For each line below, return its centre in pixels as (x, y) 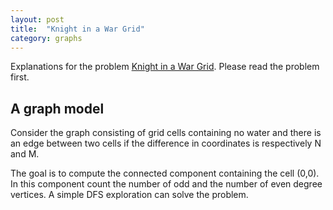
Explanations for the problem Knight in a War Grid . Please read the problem (165, 67)
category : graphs (46, 38)
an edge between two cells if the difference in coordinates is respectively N (166, 143)
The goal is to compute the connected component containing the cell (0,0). (165, 173)
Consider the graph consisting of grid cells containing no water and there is (166, 133)
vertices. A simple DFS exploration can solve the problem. (129, 195)
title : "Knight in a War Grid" (77, 29)
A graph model (57, 108)
